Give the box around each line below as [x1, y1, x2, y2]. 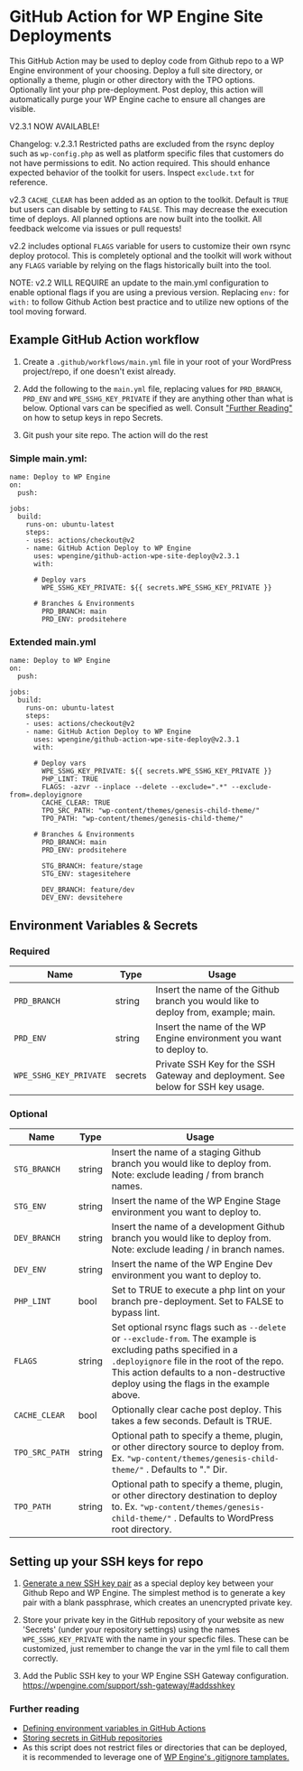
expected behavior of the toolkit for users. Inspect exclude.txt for [9, 167, 255, 178]
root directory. [111, 1524, 172, 1536]
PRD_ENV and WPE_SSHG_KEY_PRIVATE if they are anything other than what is [22, 393, 294, 404]
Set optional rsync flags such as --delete [111, 1321, 287, 1334]
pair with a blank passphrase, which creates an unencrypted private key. [22, 1597, 293, 1608]
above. [111, 1389, 141, 1402]
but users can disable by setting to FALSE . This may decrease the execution [9, 203, 289, 214]
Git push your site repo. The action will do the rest [22, 429, 208, 440]
